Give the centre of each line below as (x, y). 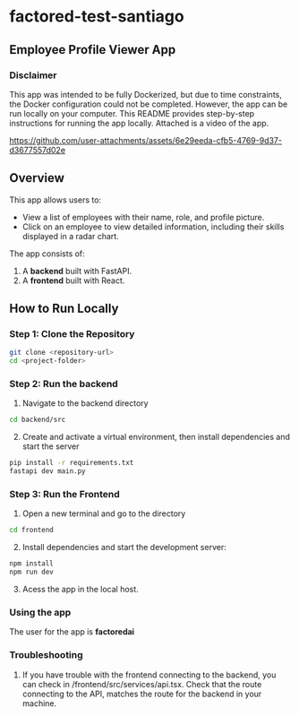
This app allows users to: (55, 200)
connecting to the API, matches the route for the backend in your (142, 694)
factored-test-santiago (97, 17)
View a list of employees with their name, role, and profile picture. (143, 217)
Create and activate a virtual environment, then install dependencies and (156, 437)
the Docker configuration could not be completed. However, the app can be (149, 104)
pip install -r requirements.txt (72, 463)
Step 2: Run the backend (64, 384)
